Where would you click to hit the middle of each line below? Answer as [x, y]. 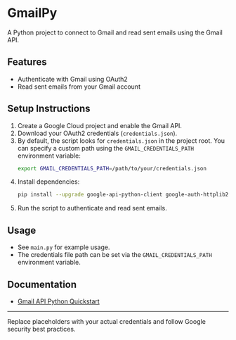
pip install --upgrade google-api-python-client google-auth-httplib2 [123, 195]
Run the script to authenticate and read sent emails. [92, 208]
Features [27, 62]
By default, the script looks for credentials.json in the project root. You [121, 140]
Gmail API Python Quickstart [58, 301]
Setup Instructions [49, 109]
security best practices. [41, 329]
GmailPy [32, 13]
